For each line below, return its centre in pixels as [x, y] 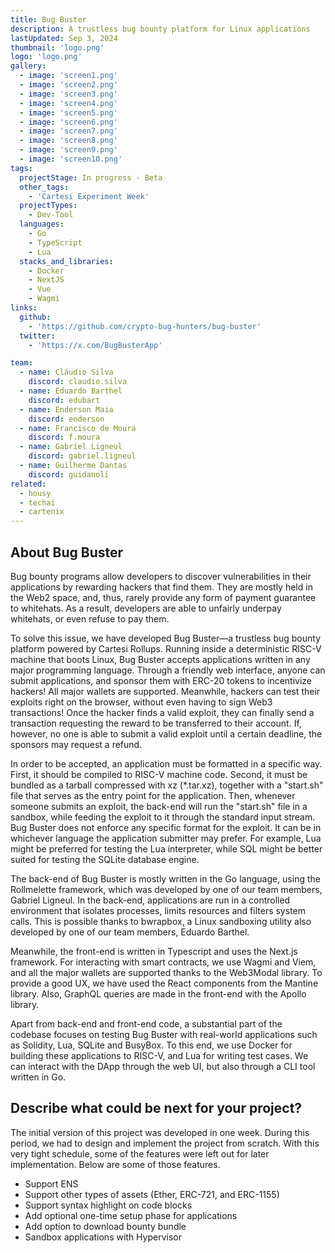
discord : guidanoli [69, 474]
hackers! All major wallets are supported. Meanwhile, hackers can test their [165, 691]
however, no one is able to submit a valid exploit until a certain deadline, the [166, 733]
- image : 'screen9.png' [68, 150]
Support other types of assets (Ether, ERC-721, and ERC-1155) [152, 1194]
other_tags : [44, 187]
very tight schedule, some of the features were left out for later [140, 1153]
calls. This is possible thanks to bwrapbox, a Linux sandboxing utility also [161, 921]
